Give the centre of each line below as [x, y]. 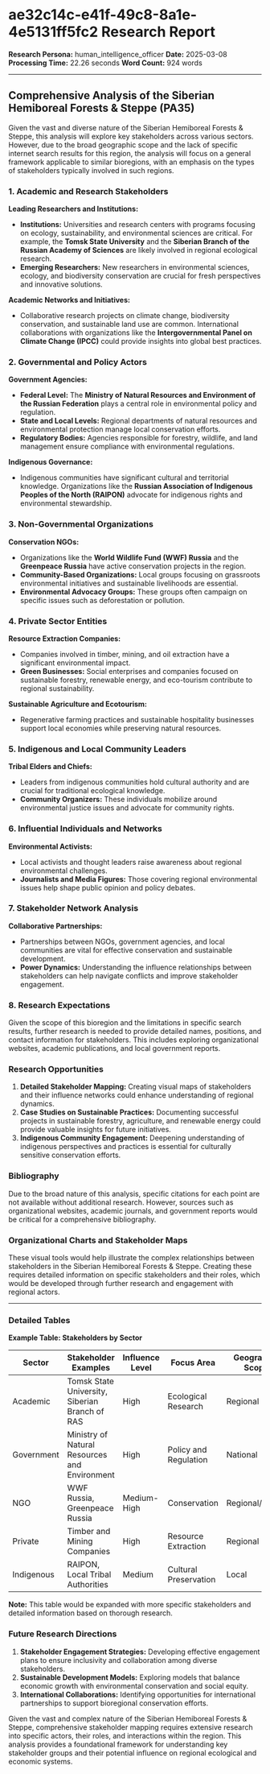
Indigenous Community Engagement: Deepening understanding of [132, 1138]
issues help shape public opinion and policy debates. [108, 887]
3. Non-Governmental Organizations [81, 524]
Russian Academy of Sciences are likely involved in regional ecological [139, 250]
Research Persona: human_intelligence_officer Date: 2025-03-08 [118, 54]
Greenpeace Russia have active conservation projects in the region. [133, 566]
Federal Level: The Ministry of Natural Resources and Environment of [137, 395]
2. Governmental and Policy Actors [78, 362]
